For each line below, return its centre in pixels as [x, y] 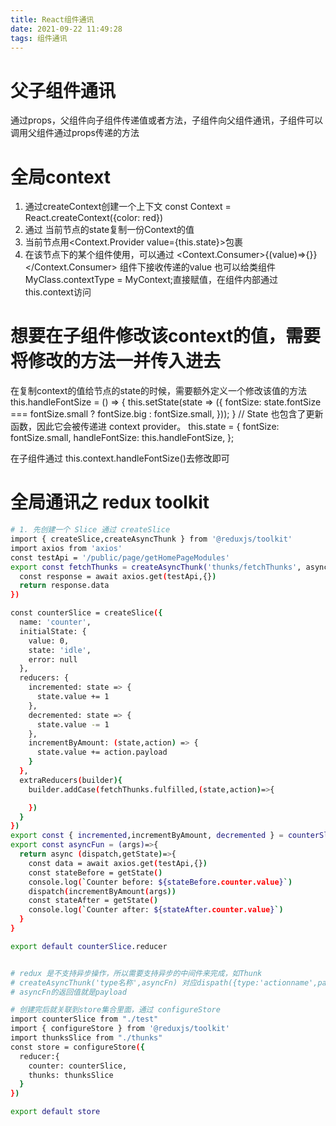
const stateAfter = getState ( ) [93, 901]
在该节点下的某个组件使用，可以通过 [99, 255]
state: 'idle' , [60, 650]
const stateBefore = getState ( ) [95, 872]
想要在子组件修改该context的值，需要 [166, 336]
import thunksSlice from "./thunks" [86, 1038]
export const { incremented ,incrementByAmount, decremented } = [147, 836]
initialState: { [53, 631]
